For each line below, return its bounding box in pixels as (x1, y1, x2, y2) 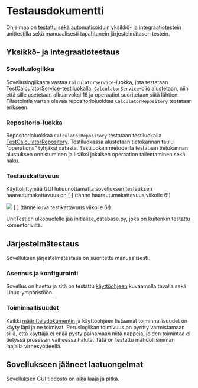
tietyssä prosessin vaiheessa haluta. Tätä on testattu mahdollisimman (6, 336, 176, 343)
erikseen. (6, 104, 29, 111)
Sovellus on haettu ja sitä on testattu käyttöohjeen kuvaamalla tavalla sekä (6, 283, 187, 290)
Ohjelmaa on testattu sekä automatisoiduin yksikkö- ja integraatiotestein (6, 24, 181, 31)
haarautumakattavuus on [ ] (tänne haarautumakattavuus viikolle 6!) (6, 191, 171, 199)
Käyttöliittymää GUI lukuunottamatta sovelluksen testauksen (6, 185, 152, 193)
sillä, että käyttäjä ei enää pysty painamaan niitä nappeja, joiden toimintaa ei (6, 330, 191, 337)
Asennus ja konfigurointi (6, 269, 79, 277)
